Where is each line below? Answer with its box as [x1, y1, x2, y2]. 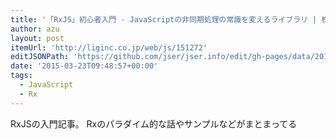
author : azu [10, 24, 60, 34]
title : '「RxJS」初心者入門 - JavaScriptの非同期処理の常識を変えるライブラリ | [10, 14, 318, 25]
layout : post [10, 33, 65, 43]
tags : [10, 71, 33, 81]
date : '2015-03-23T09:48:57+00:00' [10, 61, 159, 71]
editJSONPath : [10, 52, 70, 62]
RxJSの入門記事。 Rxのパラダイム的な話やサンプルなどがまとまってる [10, 117, 298, 130]
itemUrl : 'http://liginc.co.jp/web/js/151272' [10, 42, 208, 53]
